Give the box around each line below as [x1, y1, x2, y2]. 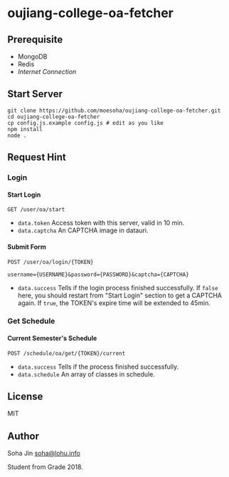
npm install [7, 125, 43, 133]
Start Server [7, 88, 63, 101]
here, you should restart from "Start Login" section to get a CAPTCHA [17, 291, 223, 299]
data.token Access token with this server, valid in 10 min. [17, 219, 185, 227]
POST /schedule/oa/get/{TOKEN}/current [7, 349, 126, 357]
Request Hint [7, 151, 66, 163]
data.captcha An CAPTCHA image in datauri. [17, 226, 149, 235]
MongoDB [17, 52, 48, 61]
